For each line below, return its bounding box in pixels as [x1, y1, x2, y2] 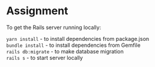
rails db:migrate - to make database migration [6, 47, 124, 55]
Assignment [6, 4, 68, 18]
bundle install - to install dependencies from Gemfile [6, 42, 141, 49]
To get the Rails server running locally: [6, 24, 102, 31]
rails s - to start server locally [6, 54, 83, 61]
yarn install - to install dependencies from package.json [6, 35, 150, 42]
